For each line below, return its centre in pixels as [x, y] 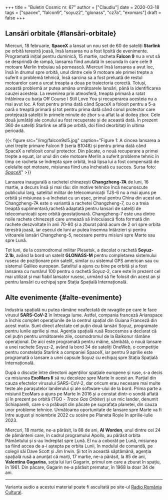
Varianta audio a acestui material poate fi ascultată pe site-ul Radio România [83, 486]
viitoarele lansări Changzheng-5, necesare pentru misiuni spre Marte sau [80, 235]
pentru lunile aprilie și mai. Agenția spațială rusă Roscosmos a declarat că [81, 331]
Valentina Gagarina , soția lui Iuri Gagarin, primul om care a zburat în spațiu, [83, 461]
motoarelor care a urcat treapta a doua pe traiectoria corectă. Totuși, [76, 82]
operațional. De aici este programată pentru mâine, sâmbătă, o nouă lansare [83, 341]
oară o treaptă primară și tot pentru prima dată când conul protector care [80, 109]
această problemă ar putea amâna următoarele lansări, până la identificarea [83, 88]
